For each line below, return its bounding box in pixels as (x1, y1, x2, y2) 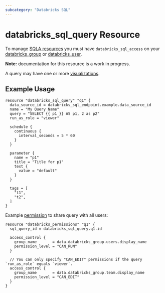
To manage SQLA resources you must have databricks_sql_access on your (5, 46, 160, 52)
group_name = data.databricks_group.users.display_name (14, 239, 147, 245)
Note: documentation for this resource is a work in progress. (5, 61, 130, 67)
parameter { (10, 151, 35, 156)
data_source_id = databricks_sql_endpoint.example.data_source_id (10, 102, 151, 108)
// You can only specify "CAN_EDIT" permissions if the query (10, 257, 142, 262)
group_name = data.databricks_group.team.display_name (14, 270, 144, 275)
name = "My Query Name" (10, 107, 59, 112)
